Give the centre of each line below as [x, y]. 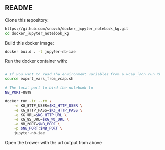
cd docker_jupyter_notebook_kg [37, 33]
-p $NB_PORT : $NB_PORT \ [38, 129]
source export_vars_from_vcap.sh [39, 79]
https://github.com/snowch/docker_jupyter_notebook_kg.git [67, 29]
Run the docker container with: [36, 61]
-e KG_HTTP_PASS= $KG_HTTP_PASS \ [48, 110]
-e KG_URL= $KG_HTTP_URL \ [41, 115]
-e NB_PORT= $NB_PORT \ [37, 124]
